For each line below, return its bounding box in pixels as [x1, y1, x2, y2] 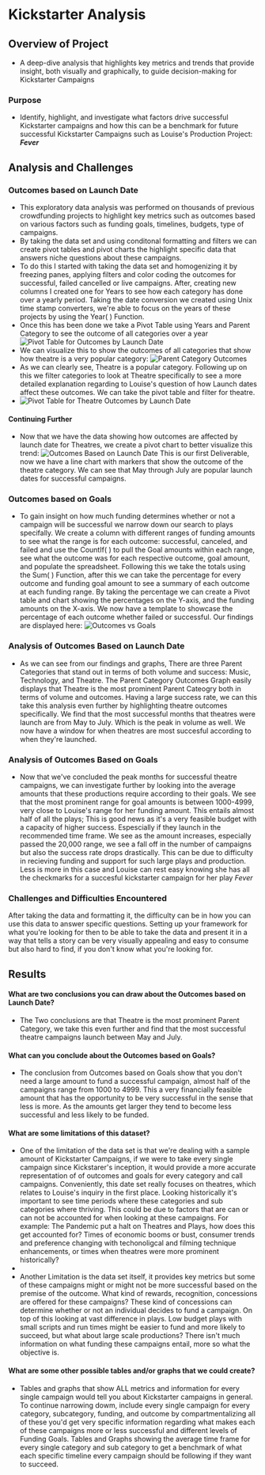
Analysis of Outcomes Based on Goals [8, 754, 158, 765]
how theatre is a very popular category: [19, 354, 149, 363]
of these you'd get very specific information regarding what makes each [19, 1417, 256, 1427]
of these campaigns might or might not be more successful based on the [19, 1280, 258, 1290]
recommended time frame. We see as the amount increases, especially [19, 831, 252, 841]
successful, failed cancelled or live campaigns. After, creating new [19, 278, 237, 287]
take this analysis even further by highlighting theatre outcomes [19, 701, 228, 710]
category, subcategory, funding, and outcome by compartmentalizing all [19, 1408, 256, 1418]
